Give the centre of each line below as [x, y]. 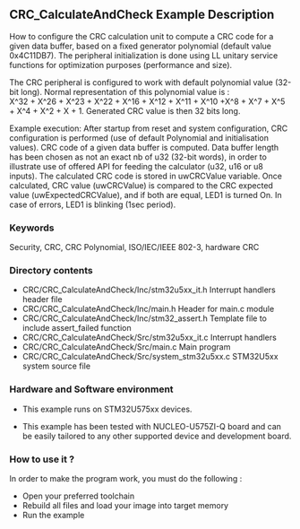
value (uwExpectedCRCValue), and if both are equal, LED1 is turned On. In [146, 195]
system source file [56, 366]
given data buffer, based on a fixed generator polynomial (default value [140, 46]
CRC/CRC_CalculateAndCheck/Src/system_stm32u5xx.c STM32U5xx [150, 357]
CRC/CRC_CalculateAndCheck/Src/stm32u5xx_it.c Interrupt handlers [150, 338]
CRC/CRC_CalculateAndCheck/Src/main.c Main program [126, 347]
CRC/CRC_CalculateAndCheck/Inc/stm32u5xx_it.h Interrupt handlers [149, 290]
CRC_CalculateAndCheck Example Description [142, 15]
